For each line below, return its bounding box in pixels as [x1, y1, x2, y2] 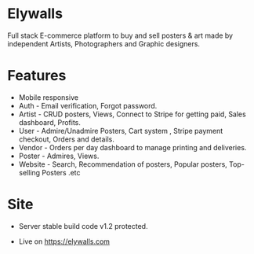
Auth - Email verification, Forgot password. [18, 101, 158, 110]
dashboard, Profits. [18, 117, 82, 127]
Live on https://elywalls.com [18, 237, 111, 246]
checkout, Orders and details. [18, 134, 114, 144]
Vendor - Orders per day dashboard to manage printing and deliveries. [18, 142, 247, 152]
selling [18, 167, 41, 177]
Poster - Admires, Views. [18, 151, 100, 160]
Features [7, 67, 67, 85]
